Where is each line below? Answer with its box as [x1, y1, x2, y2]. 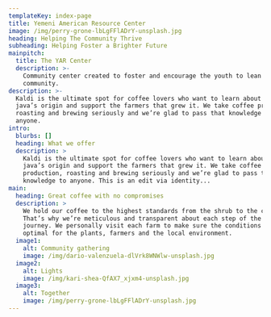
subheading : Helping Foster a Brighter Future [8, 42, 168, 50]
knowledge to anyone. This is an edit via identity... [23, 177, 211, 186]
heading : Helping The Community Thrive [8, 34, 143, 43]
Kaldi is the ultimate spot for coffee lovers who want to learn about [15, 94, 262, 102]
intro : [8, 124, 31, 132]
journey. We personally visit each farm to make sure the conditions [23, 222, 262, 230]
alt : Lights [23, 267, 63, 275]
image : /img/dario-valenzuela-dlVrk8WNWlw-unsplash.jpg [23, 252, 215, 260]
